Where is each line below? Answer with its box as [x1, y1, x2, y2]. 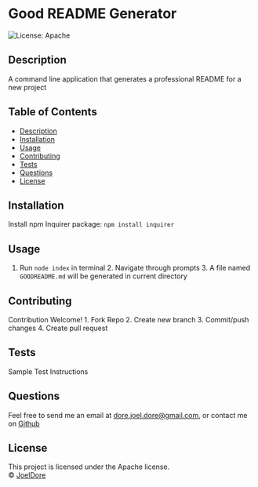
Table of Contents [8, 105, 98, 118]
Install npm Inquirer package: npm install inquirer [8, 220, 175, 229]
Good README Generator [8, 5, 177, 23]
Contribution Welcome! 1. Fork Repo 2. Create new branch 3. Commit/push [8, 315, 249, 324]
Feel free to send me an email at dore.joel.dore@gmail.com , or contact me [8, 410, 248, 420]
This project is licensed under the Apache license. [8, 462, 170, 471]
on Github [8, 419, 41, 428]
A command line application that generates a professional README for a [8, 74, 242, 83]
